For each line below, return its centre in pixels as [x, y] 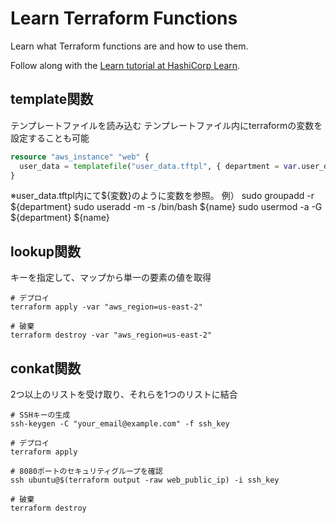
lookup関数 [45, 251]
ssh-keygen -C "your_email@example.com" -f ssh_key [120, 424]
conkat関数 [46, 368]
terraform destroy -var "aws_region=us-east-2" [111, 335]
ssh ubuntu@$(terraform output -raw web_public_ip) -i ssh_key [145, 480]
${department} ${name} [60, 218]
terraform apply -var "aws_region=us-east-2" [106, 307]
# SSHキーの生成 [40, 415]
